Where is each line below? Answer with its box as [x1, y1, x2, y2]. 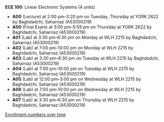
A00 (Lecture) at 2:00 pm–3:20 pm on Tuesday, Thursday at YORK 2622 [12, 14, 159, 19]
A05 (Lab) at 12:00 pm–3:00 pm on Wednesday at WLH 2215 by [12, 76, 141, 82]
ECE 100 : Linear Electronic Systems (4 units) [5, 4, 95, 10]
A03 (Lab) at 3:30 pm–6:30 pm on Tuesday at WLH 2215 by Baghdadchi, [12, 55, 160, 61]
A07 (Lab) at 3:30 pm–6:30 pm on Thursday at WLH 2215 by [12, 97, 135, 102]
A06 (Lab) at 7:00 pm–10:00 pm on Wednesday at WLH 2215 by [12, 87, 141, 92]
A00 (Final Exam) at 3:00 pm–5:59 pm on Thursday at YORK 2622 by [12, 24, 152, 30]
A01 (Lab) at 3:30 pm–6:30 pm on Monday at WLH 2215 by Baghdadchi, [12, 34, 158, 40]
